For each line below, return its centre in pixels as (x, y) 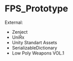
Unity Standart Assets (34, 42)
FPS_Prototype (36, 9)
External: (14, 22)
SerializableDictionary (34, 48)
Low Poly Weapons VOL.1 (38, 53)
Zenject (20, 32)
